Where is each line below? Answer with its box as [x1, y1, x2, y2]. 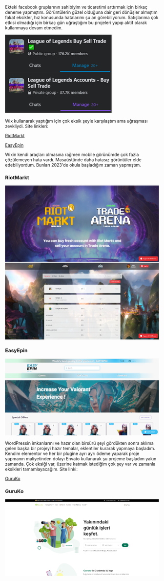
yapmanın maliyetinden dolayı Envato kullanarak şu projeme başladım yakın [5, 455, 157, 461]
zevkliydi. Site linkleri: [5, 123, 49, 129]
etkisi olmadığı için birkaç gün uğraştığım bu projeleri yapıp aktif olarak [5, 20, 147, 25]
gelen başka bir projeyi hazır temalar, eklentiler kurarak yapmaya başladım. [5, 445, 155, 451]
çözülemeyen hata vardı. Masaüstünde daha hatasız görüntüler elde [5, 157, 142, 163]
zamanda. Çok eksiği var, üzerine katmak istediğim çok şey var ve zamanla [5, 461, 156, 467]
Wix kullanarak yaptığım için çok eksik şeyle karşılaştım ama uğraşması [5, 118, 148, 124]
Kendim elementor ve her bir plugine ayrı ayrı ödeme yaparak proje [5, 451, 140, 456]
